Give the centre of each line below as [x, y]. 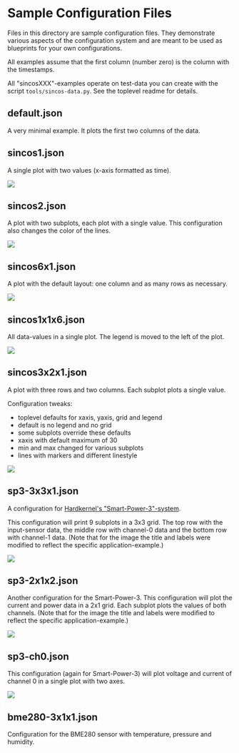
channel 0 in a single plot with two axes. [66, 681]
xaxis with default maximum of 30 [67, 440]
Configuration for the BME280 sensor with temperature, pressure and [110, 734]
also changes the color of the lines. [59, 231]
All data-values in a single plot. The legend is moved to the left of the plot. [116, 337]
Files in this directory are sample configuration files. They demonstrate [111, 33]
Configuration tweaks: [40, 403]
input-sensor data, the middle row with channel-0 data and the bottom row [117, 530]
